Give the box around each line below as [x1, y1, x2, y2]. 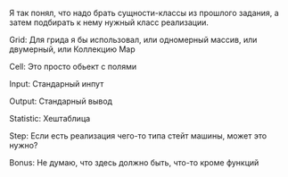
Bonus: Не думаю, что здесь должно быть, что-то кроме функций [9, 157, 259, 168]
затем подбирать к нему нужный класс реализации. [9, 17, 210, 28]
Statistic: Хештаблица [9, 114, 91, 123]
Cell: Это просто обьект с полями [9, 62, 136, 72]
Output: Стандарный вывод [9, 96, 113, 106]
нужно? [9, 140, 38, 150]
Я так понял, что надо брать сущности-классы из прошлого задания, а [9, 8, 279, 18]
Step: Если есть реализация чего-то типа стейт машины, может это [9, 131, 267, 141]
